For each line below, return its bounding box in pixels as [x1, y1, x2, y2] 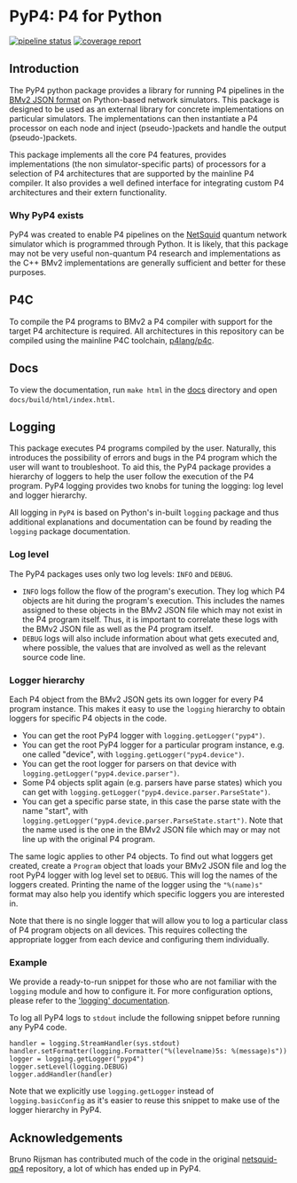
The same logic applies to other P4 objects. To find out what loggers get [9, 851, 273, 862]
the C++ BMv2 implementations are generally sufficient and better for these [9, 257, 286, 268]
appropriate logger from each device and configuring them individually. [9, 935, 270, 945]
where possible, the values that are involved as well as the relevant [21, 642, 267, 653]
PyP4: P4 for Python [9, 6, 162, 27]
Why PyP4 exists [9, 209, 84, 221]
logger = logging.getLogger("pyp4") [9, 1054, 145, 1064]
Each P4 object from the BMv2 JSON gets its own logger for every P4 [9, 694, 264, 705]
